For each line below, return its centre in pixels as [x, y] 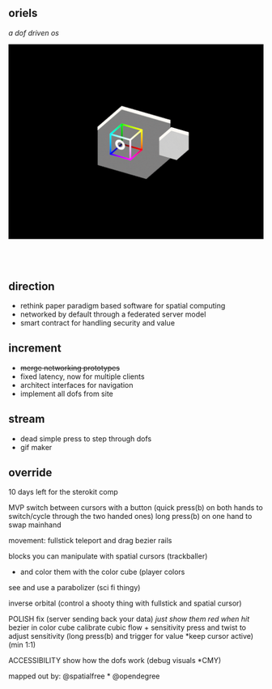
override [30, 473]
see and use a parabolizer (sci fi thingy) [74, 588]
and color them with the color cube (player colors [102, 572]
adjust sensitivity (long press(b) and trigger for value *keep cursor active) [131, 636]
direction [32, 286]
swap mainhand [35, 525]
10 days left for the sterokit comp [64, 492]
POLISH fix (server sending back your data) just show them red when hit [129, 619]
